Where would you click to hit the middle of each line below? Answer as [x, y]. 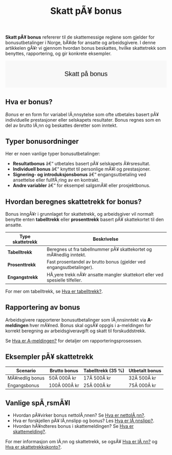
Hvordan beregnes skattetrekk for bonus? [73, 202]
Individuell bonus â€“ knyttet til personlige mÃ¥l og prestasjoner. [82, 169]
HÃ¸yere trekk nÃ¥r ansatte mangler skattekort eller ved [105, 274]
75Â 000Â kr [142, 385]
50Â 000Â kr [63, 378]
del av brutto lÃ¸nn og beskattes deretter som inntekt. [61, 125]
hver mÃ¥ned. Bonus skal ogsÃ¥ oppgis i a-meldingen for [91, 325]
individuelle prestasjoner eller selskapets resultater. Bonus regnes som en [83, 120]
